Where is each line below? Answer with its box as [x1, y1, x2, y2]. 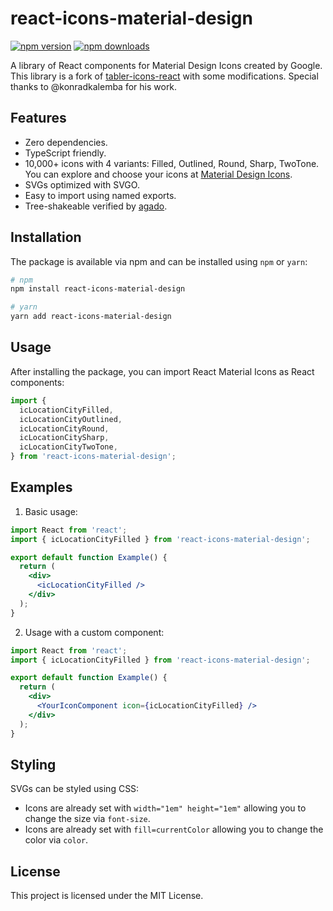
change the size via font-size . [24, 813, 151, 825]
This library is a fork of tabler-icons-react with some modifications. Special [10, 70, 319, 82]
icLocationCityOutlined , [19, 414, 123, 424]
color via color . [24, 834, 89, 846]
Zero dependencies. [24, 136, 108, 148]
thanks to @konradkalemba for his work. [10, 80, 178, 92]
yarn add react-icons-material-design [10, 312, 172, 322]
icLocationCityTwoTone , [19, 442, 118, 452]
